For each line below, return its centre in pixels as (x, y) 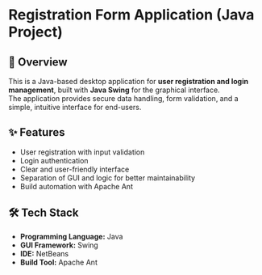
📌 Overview (38, 62)
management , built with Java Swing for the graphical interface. (114, 90)
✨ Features (37, 132)
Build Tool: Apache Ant (59, 262)
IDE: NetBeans (44, 253)
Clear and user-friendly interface (75, 169)
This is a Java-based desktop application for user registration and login (128, 81)
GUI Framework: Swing (59, 245)
